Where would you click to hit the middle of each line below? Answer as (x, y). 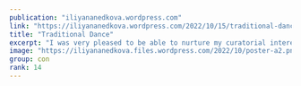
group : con (30, 59)
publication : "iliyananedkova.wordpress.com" (95, 17)
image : (21, 51)
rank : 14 (26, 68)
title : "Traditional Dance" (62, 34)
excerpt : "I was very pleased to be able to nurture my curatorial (138, 43)
